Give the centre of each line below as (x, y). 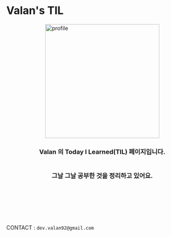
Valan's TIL (35, 11)
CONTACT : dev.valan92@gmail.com (50, 227)
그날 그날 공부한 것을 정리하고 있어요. (102, 176)
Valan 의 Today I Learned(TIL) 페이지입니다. (102, 151)
